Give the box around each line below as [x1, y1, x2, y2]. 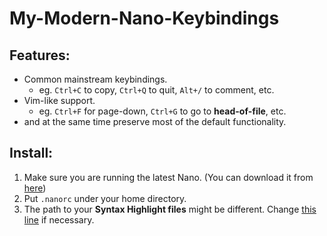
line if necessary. [23, 213, 95, 226]
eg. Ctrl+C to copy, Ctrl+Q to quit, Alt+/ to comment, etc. [38, 84, 275, 96]
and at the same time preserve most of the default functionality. [23, 116, 287, 127]
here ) [23, 182, 47, 194]
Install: [9, 145, 54, 162]
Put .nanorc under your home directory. [23, 192, 187, 204]
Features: [9, 47, 71, 64]
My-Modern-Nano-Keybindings [9, 7, 280, 30]
